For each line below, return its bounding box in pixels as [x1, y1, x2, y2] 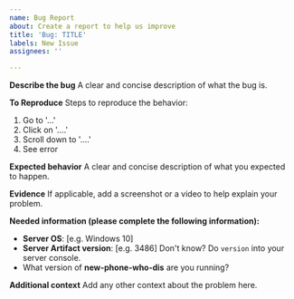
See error [22, 144, 59, 155]
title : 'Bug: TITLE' [9, 30, 88, 39]
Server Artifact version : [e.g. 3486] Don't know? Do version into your [22, 243, 285, 254]
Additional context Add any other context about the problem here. [9, 280, 258, 291]
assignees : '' [9, 47, 63, 56]
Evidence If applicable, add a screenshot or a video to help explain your [9, 188, 278, 199]
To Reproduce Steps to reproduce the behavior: [9, 97, 188, 109]
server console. [22, 253, 81, 264]
